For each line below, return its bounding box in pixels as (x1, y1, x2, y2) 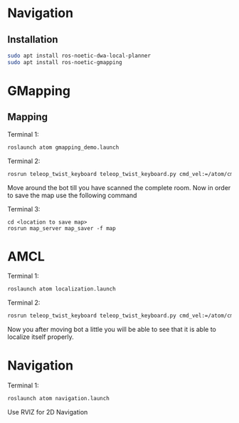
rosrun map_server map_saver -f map (7, 224, 116, 232)
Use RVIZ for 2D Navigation (7, 408, 88, 416)
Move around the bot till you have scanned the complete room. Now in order (7, 183, 231, 192)
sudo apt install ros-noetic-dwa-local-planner (7, 52, 152, 59)
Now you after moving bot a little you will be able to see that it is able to (7, 325, 217, 334)
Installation (7, 33, 58, 46)
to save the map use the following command (7, 191, 137, 199)
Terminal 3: (7, 204, 41, 213)
